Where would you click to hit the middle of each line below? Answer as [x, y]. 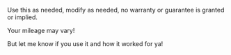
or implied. [23, 17]
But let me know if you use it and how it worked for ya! [85, 44]
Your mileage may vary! [41, 31]
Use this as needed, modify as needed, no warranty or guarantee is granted [116, 10]
